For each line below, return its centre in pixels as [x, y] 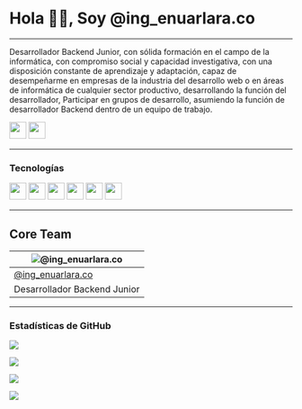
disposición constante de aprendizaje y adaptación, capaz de [123, 70]
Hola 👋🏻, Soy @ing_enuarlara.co [133, 18]
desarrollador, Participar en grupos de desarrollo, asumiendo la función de [147, 99]
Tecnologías [37, 168]
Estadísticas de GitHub [60, 325]
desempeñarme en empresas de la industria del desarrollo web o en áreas [147, 80]
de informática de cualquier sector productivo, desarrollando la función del [148, 90]
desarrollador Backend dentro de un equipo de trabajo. [111, 109]
